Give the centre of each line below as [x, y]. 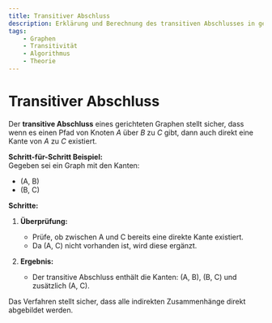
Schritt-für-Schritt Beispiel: [55, 157]
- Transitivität [51, 46]
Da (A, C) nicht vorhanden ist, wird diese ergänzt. [115, 245]
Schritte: [23, 205]
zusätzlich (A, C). [61, 286]
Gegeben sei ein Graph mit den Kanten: [74, 165]
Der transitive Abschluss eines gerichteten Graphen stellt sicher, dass [126, 123]
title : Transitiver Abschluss [59, 16]
